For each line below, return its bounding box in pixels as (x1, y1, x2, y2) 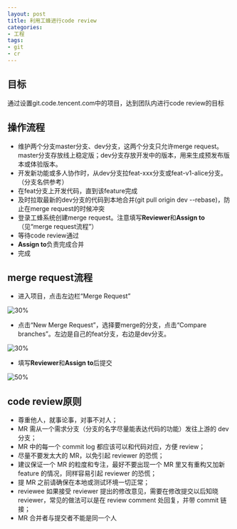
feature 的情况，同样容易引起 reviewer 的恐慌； (17, 469, 157, 478)
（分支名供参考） (17, 178, 68, 186)
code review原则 (7, 395, 82, 407)
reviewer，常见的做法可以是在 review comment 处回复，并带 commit (17, 496, 219, 505)
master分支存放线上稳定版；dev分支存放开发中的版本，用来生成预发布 (17, 150, 224, 159)
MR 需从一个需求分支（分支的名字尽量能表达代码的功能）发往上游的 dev (17, 425, 229, 433)
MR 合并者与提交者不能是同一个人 (17, 514, 117, 523)
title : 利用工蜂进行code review (7, 17, 98, 24)
